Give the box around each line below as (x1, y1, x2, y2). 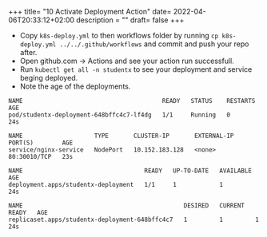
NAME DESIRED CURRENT (8, 202, 245, 210)
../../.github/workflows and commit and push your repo (59, 39, 249, 49)
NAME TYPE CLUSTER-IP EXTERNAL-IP (8, 132, 234, 140)
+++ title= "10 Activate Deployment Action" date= (8, 7, 172, 16)
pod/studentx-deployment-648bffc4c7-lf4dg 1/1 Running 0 (8, 111, 230, 119)
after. (19, 48, 38, 57)
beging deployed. (19, 73, 78, 82)
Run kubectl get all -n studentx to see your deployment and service (19, 65, 253, 74)
